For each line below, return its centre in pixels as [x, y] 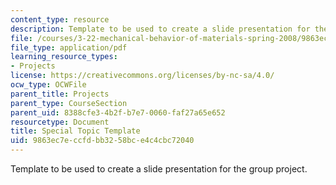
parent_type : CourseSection [69, 103]
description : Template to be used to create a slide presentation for [160, 29]
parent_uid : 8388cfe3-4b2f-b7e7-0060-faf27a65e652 [118, 112]
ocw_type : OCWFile [48, 85]
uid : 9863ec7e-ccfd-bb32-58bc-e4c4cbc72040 [102, 141]
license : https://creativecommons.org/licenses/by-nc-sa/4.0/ [142, 76]
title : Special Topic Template [75, 131]
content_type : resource [60, 19]
